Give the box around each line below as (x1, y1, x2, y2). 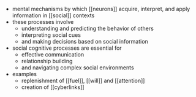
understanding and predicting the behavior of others (21, 25, 154, 32)
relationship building (21, 58, 73, 64)
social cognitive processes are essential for (12, 44, 122, 52)
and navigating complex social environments (21, 64, 134, 71)
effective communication (21, 51, 85, 58)
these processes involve (12, 18, 74, 25)
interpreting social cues (21, 31, 81, 39)
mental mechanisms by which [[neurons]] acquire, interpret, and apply (12, 6, 190, 12)
